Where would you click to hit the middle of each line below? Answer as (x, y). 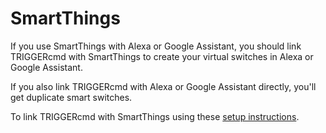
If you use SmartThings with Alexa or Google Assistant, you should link (156, 46)
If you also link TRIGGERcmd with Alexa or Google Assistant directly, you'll (163, 86)
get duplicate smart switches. (71, 97)
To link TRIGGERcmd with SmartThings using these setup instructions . (155, 116)
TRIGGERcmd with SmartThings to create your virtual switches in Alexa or (162, 56)
